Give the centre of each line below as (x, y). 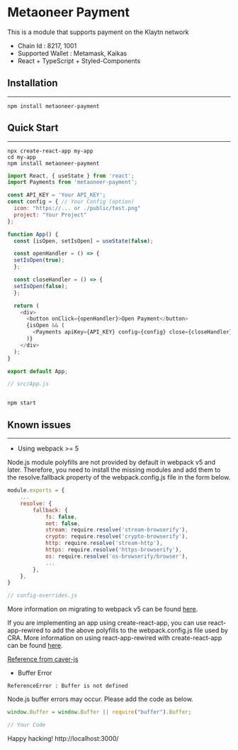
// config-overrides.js (42, 596)
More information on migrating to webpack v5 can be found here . (103, 609)
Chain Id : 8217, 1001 (47, 45)
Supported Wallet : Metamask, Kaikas (72, 53)
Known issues (39, 425)
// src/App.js (28, 384)
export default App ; (38, 371)
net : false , (63, 523)
